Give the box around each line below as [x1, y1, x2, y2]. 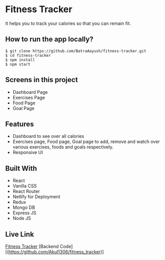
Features [5, 120, 34, 128]
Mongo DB [12, 204, 36, 211]
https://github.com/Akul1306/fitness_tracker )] [8, 249, 104, 254]
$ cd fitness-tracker [5, 53, 51, 58]
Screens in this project [5, 76, 78, 84]
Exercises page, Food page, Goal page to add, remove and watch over [12, 138, 160, 145]
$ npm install [5, 57, 36, 62]
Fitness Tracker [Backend [5, 243, 59, 249]
